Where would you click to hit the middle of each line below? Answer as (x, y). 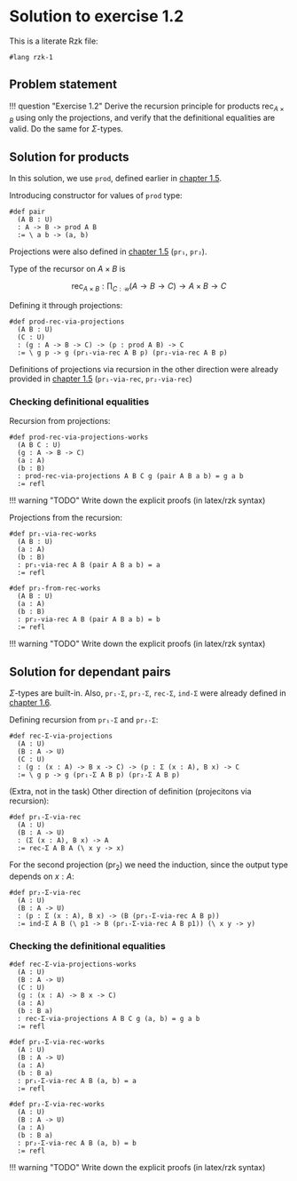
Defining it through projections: (66, 305)
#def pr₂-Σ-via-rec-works (57, 1105)
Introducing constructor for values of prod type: (96, 196)
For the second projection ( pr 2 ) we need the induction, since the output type (148, 866)
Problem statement (63, 85)
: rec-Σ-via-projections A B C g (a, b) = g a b (109, 1019)
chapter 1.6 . (31, 703)
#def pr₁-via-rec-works (53, 534)
